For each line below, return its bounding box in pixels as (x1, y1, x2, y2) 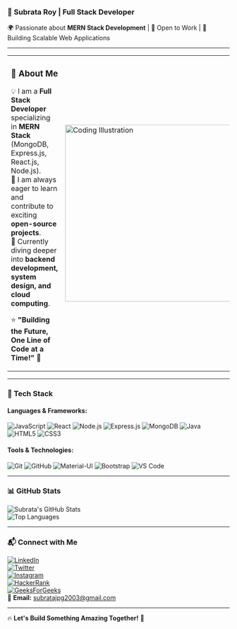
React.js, (11, 157, 39, 167)
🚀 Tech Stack (7, 389, 54, 399)
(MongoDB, (11, 139, 49, 149)
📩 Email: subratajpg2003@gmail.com (7, 594, 116, 602)
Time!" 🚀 (11, 353, 42, 363)
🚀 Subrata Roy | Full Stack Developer (7, 7, 135, 17)
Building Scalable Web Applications (7, 34, 111, 42)
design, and (11, 281, 51, 291)
